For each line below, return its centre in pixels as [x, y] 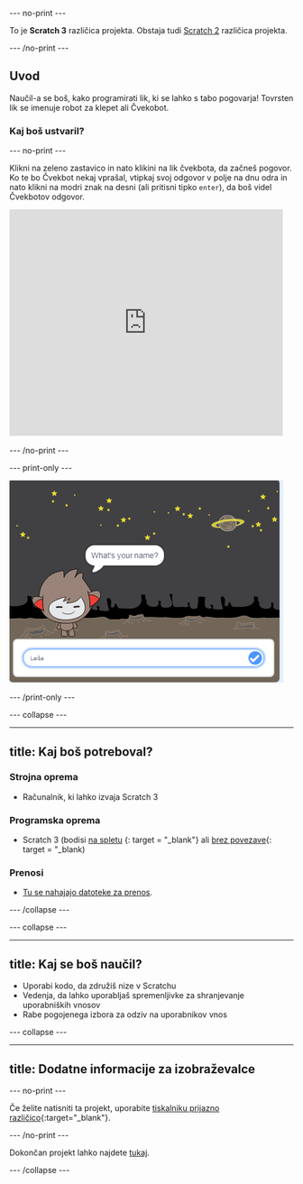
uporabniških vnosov [61, 1005]
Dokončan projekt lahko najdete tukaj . [80, 1152]
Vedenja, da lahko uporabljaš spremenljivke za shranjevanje [133, 996]
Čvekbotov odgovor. [47, 197]
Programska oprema [55, 820]
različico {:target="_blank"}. [60, 1118]
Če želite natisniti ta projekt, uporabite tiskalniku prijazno [115, 1108]
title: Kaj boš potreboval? [81, 752]
